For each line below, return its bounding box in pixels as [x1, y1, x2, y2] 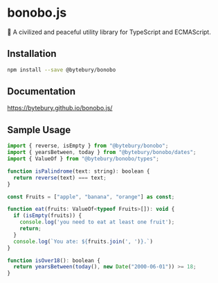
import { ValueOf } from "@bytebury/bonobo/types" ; [7, 155, 159, 162]
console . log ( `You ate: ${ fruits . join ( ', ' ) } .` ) [13, 238, 154, 245]
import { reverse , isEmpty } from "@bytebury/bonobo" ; [7, 142, 169, 150]
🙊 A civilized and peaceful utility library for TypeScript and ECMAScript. [7, 28, 211, 36]
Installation [7, 48, 57, 60]
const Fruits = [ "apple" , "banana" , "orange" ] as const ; [7, 193, 175, 200]
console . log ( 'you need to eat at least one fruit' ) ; [19, 218, 175, 226]
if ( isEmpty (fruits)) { [13, 212, 82, 219]
